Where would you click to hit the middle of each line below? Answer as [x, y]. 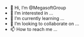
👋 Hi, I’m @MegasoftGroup [38, 8]
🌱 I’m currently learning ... [37, 18]
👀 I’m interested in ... [32, 13]
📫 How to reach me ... [34, 29]
